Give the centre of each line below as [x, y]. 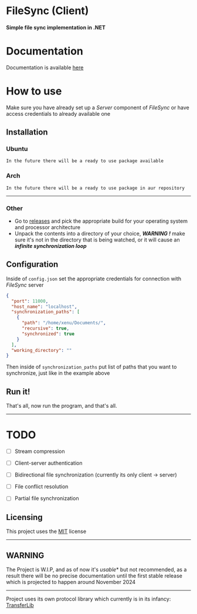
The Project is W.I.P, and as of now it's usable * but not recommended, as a [96, 569]
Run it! [18, 392]
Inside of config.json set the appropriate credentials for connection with [94, 279]
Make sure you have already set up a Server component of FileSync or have [98, 108]
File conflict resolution [41, 486]
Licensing [24, 517]
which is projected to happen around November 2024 [71, 582]
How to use [34, 91]
